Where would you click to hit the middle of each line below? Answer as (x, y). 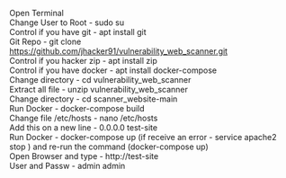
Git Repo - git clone (45, 41)
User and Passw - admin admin (67, 166)
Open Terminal (37, 13)
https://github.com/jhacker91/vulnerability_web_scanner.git (118, 51)
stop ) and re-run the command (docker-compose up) (109, 147)
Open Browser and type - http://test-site (84, 156)
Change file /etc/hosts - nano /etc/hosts (84, 118)
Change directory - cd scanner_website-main (94, 99)
